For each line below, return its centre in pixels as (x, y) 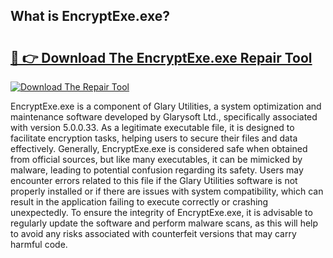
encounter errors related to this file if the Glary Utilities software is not (154, 180)
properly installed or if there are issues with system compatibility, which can (167, 191)
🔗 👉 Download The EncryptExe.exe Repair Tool (161, 57)
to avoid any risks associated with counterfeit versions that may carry (153, 233)
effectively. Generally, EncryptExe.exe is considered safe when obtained (159, 148)
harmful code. (39, 244)
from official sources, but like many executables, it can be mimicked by (156, 159)
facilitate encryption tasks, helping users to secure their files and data (154, 138)
